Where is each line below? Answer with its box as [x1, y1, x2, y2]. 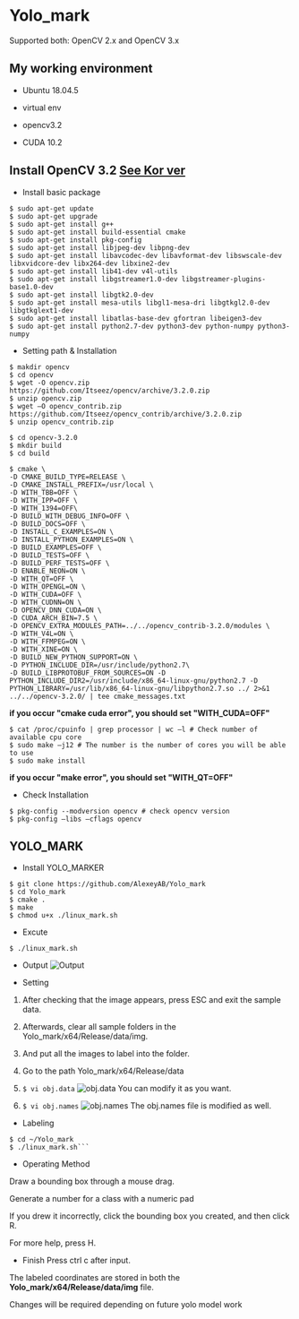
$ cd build [9, 449, 50, 458]
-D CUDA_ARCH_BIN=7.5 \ [9, 613, 98, 623]
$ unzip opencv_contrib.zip [9, 418, 115, 427]
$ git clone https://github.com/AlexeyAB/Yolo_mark [9, 880, 206, 889]
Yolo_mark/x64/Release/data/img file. [9, 1282, 154, 1293]
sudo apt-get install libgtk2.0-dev [17, 290, 154, 299]
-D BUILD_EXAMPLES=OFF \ [9, 543, 102, 552]
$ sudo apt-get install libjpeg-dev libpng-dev [9, 243, 191, 252]
